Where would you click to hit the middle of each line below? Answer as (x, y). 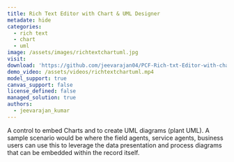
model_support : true (37, 78)
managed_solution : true (42, 98)
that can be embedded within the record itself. (73, 152)
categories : (24, 26)
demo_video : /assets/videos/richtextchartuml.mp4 (81, 72)
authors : (20, 104)
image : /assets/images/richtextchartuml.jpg (73, 53)
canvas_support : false (40, 85)
